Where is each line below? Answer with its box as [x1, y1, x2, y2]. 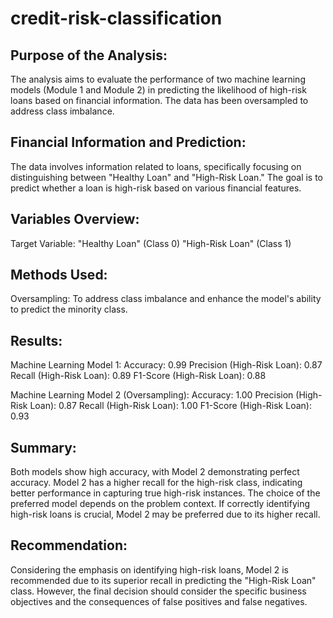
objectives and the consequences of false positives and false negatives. [10, 595, 308, 607]
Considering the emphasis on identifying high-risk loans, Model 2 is [10, 563, 289, 576]
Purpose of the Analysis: [10, 47, 168, 64]
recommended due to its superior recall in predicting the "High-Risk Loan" [10, 574, 317, 586]
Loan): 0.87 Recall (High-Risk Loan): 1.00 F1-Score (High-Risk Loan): [29, 400, 312, 412]
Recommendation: [10, 537, 128, 554]
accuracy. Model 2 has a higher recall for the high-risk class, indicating [10, 477, 303, 489]
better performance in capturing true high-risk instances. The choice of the [10, 487, 321, 499]
